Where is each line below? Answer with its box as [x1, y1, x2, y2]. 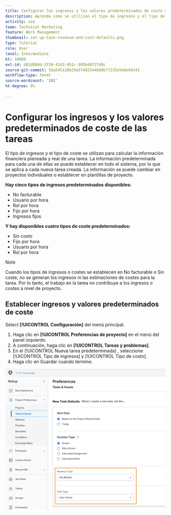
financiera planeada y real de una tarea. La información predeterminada [5, 156, 156, 162]
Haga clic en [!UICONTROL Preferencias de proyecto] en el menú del [12, 331, 159, 338]
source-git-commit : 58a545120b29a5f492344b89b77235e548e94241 [5, 67, 140, 72]
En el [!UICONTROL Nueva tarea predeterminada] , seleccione [12, 347, 144, 354]
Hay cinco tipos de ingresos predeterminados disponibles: [5, 182, 132, 188]
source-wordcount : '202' [5, 78, 58, 84]
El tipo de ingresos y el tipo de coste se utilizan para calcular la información [5, 150, 164, 156]
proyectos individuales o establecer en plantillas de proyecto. [5, 171, 134, 178]
